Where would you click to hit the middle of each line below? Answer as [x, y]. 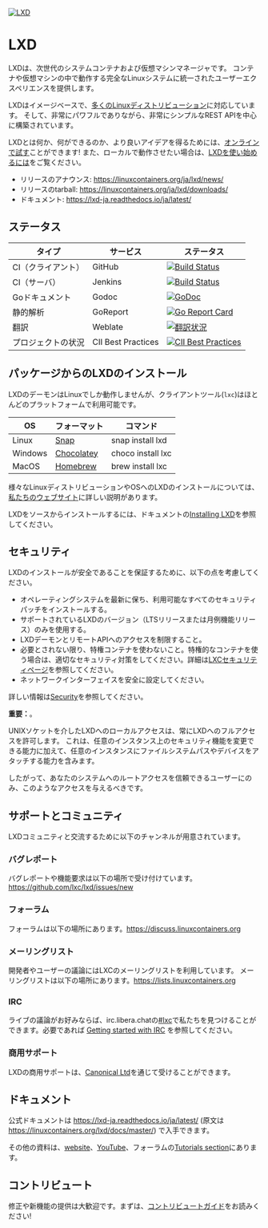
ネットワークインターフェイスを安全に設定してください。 [114, 680]
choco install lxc [141, 453]
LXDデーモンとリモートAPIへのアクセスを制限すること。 [113, 640]
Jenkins [107, 282]
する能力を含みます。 [64, 761]
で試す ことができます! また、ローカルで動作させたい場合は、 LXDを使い [126, 152]
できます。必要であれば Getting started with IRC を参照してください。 [123, 1030]
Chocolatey [76, 453]
